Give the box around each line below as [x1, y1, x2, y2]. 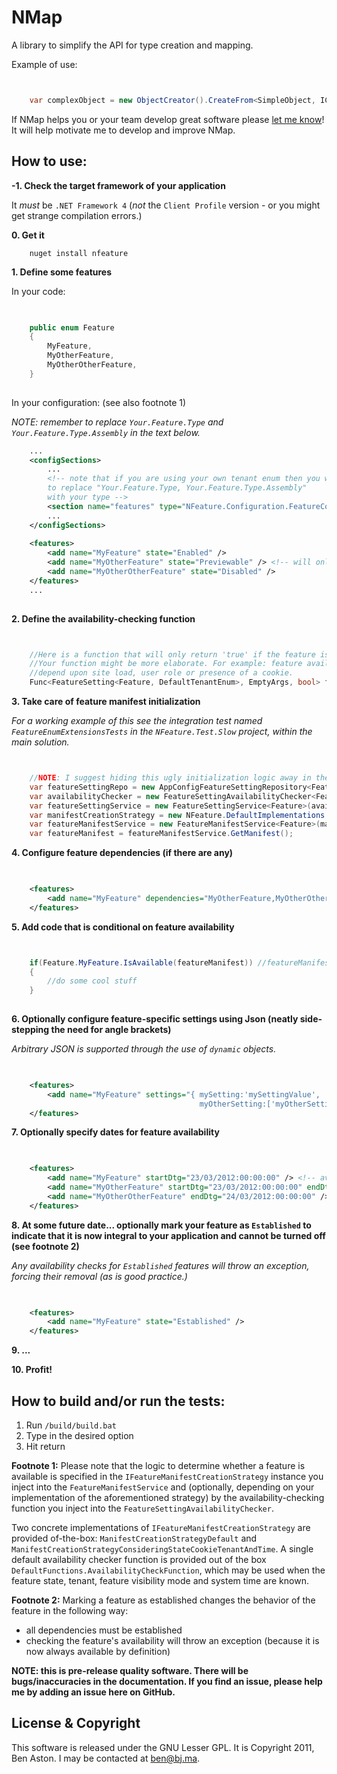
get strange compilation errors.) [11, 209, 143, 221]
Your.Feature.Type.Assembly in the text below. [11, 426, 201, 438]
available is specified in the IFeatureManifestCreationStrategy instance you [11, 1470, 324, 1482]
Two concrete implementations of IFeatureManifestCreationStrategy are [11, 1521, 311, 1533]
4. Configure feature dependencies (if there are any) [11, 847, 234, 859]
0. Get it [11, 229, 45, 241]
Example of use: [11, 58, 78, 70]
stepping [11, 1024, 50, 1035]
